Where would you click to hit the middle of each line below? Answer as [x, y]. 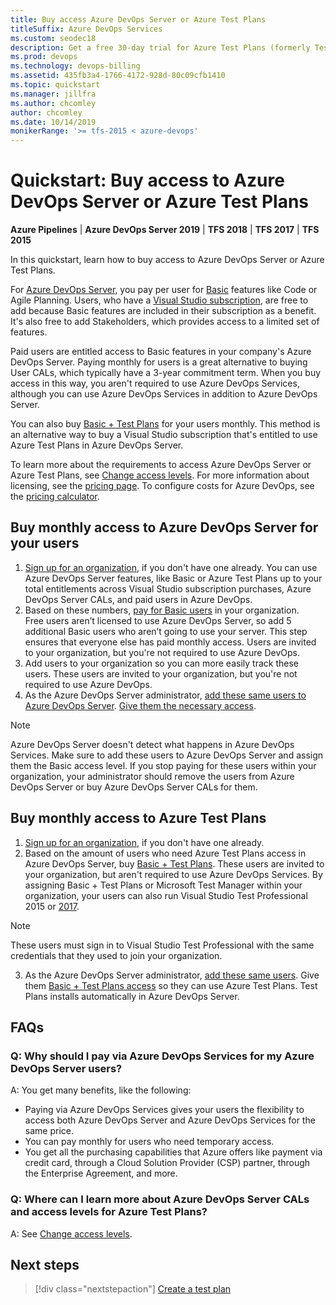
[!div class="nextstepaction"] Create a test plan [133, 1289]
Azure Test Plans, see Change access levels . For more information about [160, 475]
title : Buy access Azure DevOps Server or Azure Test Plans [138, 19]
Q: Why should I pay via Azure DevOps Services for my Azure [162, 1056]
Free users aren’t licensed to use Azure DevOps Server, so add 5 [158, 620]
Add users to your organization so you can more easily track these [161, 663]
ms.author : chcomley [53, 103]
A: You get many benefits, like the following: [101, 1090]
